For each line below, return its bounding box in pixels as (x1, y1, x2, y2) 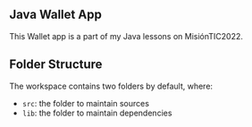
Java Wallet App (9, 7, 103, 22)
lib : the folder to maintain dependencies (21, 107, 172, 118)
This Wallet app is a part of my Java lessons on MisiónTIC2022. (9, 30, 244, 41)
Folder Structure (9, 57, 103, 72)
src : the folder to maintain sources (21, 97, 150, 108)
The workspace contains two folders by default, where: (9, 80, 213, 91)
